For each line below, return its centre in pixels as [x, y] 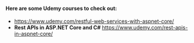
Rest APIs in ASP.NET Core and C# [57, 28]
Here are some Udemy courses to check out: [62, 8]
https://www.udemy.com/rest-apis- [145, 28]
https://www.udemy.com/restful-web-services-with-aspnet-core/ [94, 21]
